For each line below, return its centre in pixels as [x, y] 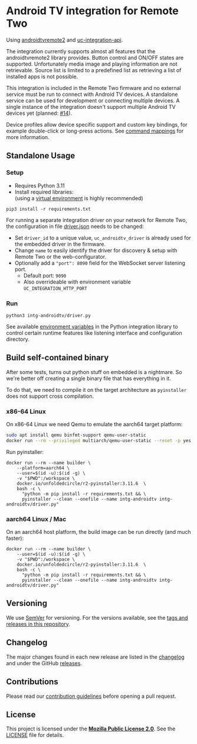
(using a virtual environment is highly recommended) [79, 198]
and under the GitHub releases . [44, 663]
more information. [28, 137]
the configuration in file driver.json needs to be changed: [75, 226]
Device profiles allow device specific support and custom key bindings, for [97, 124]
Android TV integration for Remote [92, 11]
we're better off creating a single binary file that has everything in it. [88, 378]
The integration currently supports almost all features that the [81, 51]
